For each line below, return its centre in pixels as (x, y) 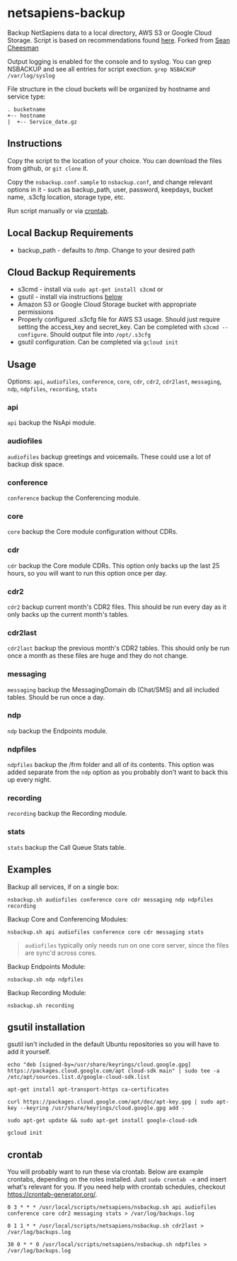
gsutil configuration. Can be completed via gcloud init (98, 342)
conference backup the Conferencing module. (74, 498)
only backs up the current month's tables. (68, 614)
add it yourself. (29, 1052)
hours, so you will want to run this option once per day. (87, 573)
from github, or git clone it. (48, 168)
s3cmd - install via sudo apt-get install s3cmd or (91, 289)
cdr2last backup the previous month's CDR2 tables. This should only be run (118, 648)
